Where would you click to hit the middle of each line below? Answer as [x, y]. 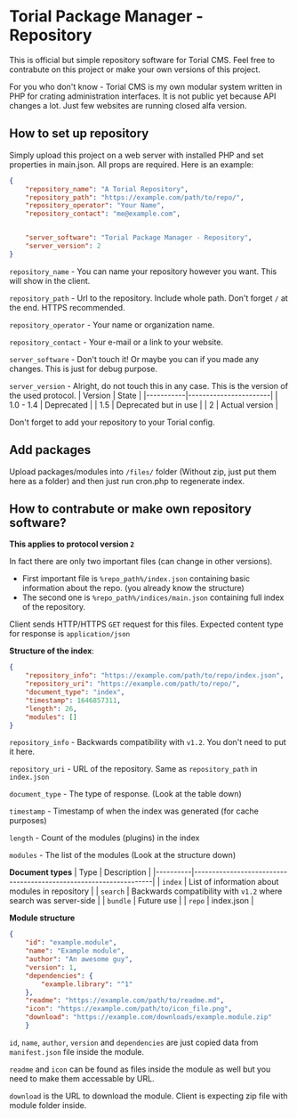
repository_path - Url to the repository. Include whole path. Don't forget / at [149, 298]
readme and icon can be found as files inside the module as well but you [140, 1069]
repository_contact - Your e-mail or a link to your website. [116, 342]
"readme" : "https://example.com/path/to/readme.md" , [125, 1001]
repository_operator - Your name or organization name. [112, 324]
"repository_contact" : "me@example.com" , [103, 214]
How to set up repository [79, 134]
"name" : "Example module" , [75, 951]
